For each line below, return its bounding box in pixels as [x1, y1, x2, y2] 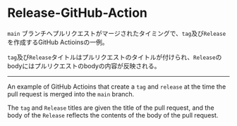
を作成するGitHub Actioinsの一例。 [7, 37, 109, 46]
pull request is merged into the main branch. [7, 89, 135, 98]
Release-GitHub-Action [7, 5, 148, 21]
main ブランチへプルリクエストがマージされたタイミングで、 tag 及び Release [7, 29, 226, 37]
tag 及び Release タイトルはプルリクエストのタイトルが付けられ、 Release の [7, 53, 222, 61]
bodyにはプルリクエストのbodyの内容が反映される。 [7, 61, 161, 70]
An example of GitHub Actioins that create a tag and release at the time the [7, 82, 226, 91]
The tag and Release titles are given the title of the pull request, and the [7, 103, 214, 112]
